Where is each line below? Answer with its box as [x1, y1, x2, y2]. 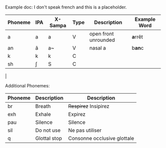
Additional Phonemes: [5, 83, 50, 88]
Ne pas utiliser [68, 127, 102, 134]
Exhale [35, 111, 51, 117]
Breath [35, 103, 51, 110]
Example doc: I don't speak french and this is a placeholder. [5, 4, 127, 10]
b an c [131, 44, 144, 51]
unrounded [89, 37, 115, 43]
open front [89, 31, 114, 37]
